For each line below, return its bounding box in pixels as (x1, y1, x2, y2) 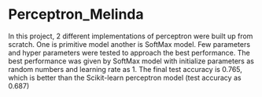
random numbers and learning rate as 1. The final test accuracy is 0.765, (8, 64, 242, 74)
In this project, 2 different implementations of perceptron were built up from (8, 31, 253, 41)
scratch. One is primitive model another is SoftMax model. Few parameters (8, 39, 250, 48)
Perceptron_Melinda (8, 5, 144, 23)
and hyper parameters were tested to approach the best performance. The (8, 48, 250, 57)
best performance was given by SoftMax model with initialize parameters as (8, 56, 254, 66)
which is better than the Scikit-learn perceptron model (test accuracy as (8, 73, 242, 82)
